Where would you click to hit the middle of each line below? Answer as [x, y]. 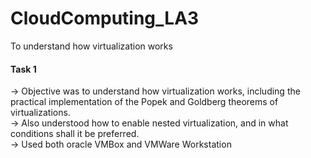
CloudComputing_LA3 [105, 18]
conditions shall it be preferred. [75, 134]
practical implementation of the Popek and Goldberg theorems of [144, 102]
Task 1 [23, 69]
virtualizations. [40, 113]
